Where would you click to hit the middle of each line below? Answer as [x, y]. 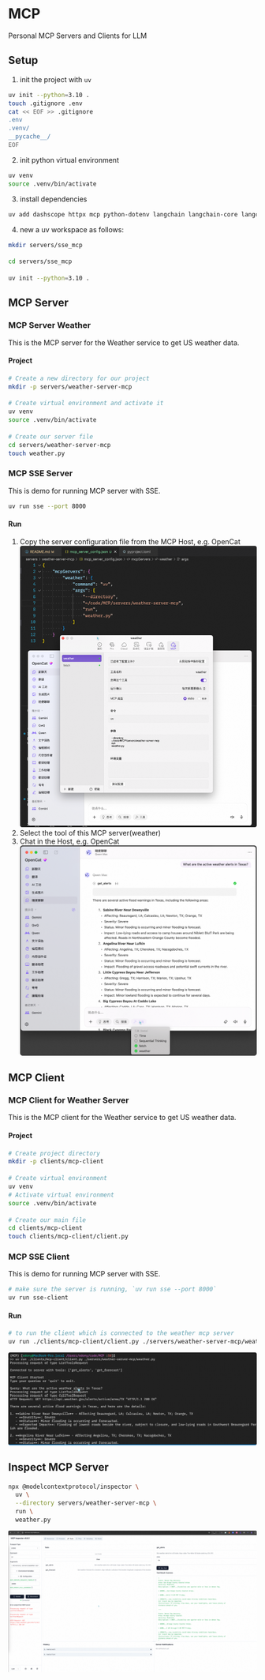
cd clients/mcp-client [45, 1228]
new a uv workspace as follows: [72, 229]
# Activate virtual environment [61, 1195]
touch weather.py [37, 453]
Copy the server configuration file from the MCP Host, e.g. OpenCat [130, 541]
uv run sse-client [38, 1298]
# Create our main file [47, 1220]
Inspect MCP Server [58, 1467]
